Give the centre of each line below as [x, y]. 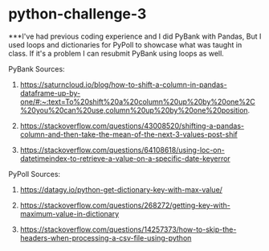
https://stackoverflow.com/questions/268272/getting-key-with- [125, 205]
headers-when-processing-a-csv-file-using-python [106, 237]
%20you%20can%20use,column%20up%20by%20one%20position [134, 110]
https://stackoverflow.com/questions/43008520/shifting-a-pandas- [132, 125]
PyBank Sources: [37, 68]
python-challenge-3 [77, 14]
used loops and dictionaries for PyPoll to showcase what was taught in [125, 44]
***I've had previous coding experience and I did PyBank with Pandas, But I [135, 36]
